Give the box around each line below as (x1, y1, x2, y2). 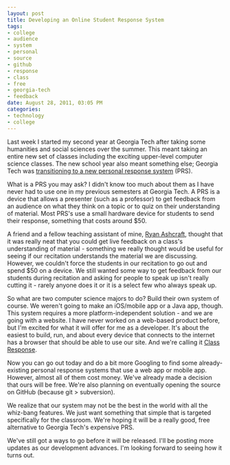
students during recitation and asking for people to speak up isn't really (7, 273, 209, 282)
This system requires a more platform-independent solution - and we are (7, 308, 213, 317)
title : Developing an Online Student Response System (7, 16, 165, 23)
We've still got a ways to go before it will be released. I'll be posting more (7, 436, 214, 444)
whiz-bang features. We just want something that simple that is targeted (7, 408, 211, 416)
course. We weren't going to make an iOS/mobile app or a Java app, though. (7, 302, 224, 310)
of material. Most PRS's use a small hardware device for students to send (7, 209, 215, 217)
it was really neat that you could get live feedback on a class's (7, 237, 183, 245)
